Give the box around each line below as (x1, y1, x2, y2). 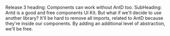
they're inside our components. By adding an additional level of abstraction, (5, 20, 165, 26)
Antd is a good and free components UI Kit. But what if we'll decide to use (5, 10, 162, 16)
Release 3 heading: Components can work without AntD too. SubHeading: (5, 5, 162, 10)
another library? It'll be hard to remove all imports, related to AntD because (5, 15, 163, 21)
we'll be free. (5, 26, 33, 32)
